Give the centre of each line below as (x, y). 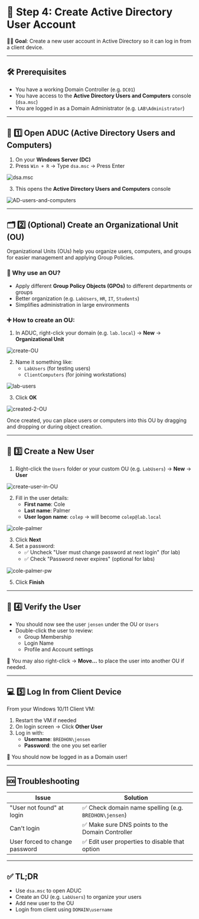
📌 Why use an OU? (34, 273)
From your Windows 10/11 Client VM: (51, 709)
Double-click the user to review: (54, 630)
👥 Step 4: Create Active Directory (90, 12)
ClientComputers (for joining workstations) (75, 374)
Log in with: (29, 733)
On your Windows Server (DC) (53, 160)
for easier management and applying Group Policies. (71, 258)
